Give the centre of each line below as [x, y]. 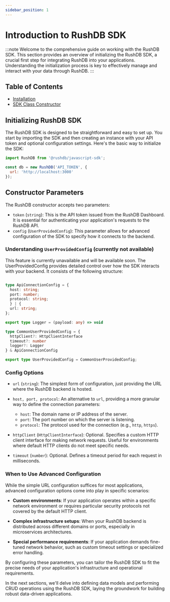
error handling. [28, 552]
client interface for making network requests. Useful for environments [86, 440]
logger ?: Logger [27, 346]
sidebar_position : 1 [27, 10]
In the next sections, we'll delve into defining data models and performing [82, 583]
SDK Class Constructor [37, 104]
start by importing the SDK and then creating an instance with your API [79, 138]
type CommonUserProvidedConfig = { [43, 331]
